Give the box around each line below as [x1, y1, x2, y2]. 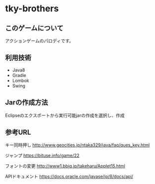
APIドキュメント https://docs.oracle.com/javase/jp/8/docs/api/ [5, 174, 134, 180]
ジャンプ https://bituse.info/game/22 [5, 152, 80, 158]
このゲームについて [5, 24, 63, 32]
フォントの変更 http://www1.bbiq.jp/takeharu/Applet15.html [5, 163, 125, 169]
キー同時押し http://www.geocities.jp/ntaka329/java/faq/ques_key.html [5, 142, 150, 148]
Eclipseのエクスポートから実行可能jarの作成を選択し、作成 [5, 112, 125, 118]
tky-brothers [5, 3, 59, 14]
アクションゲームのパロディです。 [5, 38, 74, 43]
